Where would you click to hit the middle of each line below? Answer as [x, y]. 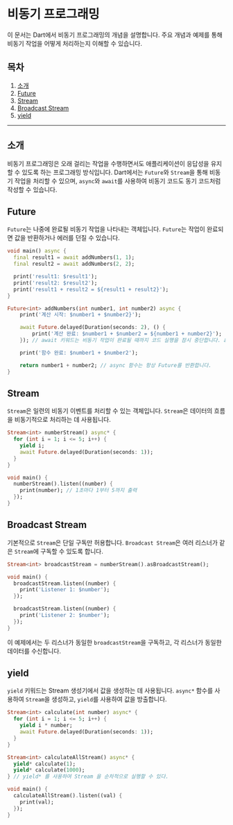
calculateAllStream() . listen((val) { [68, 796]
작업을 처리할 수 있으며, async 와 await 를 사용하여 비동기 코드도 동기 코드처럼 [118, 180]
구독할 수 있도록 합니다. [72, 551]
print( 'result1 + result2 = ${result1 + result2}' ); [91, 289]
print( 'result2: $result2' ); [55, 283]
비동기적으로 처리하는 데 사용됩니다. [62, 420]
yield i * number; [46, 726]
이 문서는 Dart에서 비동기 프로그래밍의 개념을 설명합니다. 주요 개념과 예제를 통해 [115, 35]
